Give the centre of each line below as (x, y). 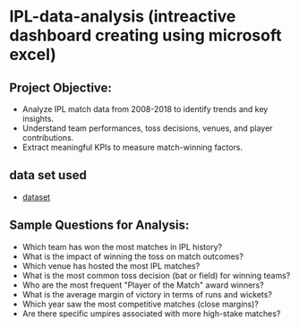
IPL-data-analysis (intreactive (123, 17)
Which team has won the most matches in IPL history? (122, 246)
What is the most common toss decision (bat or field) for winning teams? (156, 275)
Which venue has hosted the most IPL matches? (111, 265)
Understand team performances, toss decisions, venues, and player (147, 128)
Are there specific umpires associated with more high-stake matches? (151, 313)
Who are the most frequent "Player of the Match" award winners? (143, 285)
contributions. (48, 138)
